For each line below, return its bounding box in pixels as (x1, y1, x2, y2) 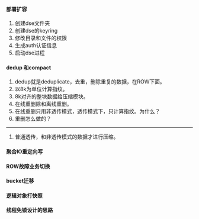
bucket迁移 (6, 178, 34, 185)
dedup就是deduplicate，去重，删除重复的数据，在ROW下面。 (14, 78, 166, 85)
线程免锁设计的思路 (6, 207, 53, 214)
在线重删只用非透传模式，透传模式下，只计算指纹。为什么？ (14, 108, 161, 115)
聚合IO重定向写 (6, 148, 43, 155)
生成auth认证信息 (14, 42, 57, 49)
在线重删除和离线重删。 (14, 101, 72, 108)
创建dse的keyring (14, 27, 58, 34)
